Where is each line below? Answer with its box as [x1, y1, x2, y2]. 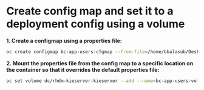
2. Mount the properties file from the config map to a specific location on [6, 59, 194, 67]
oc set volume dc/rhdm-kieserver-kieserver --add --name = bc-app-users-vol [6, 77, 200, 84]
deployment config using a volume [6, 17, 185, 31]
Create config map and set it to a [6, 4, 174, 18]
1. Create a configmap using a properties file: [6, 37, 123, 44]
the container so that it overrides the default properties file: [6, 66, 160, 73]
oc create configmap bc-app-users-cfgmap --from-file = [6, 48, 148, 55]
